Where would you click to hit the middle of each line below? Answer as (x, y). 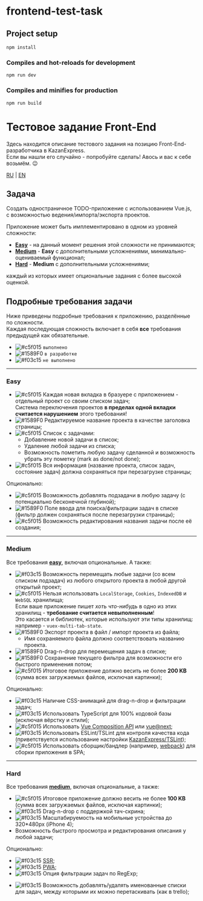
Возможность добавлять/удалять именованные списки (114, 885)
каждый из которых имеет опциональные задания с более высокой (94, 276)
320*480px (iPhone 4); (44, 824)
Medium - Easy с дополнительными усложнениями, (82, 251)
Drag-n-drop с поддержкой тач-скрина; (94, 811)
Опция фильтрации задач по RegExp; (90, 874)
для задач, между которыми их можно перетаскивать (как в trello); (102, 892)
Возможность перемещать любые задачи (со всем (109, 574)
